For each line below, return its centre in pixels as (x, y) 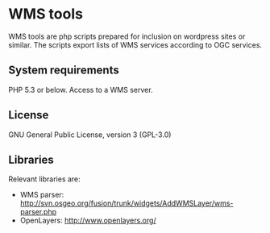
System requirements (64, 71)
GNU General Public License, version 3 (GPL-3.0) (90, 135)
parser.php (38, 212)
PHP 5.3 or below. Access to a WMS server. (81, 89)
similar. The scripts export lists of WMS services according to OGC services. (135, 44)
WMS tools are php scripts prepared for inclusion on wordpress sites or (127, 36)
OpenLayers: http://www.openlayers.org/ (88, 221)
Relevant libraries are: (44, 179)
